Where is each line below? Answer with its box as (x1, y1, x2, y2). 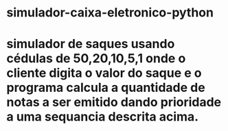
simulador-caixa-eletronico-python (6, 5, 214, 21)
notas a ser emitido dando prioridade (6, 95, 222, 110)
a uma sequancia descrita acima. (6, 109, 199, 125)
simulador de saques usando (6, 36, 175, 52)
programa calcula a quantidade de (6, 80, 205, 95)
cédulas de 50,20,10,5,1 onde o (6, 51, 186, 67)
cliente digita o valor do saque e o (6, 65, 202, 81)
